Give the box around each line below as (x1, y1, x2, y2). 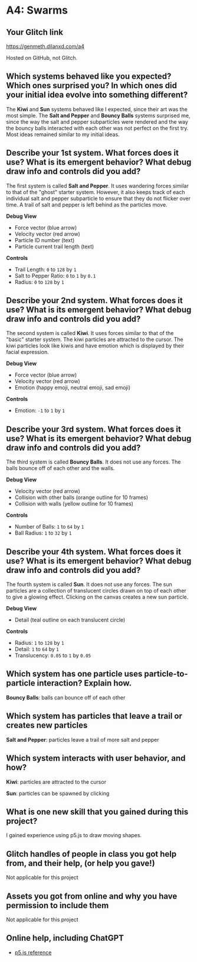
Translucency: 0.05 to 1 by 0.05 (14, 652, 91, 659)
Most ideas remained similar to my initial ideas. (6, 131, 120, 138)
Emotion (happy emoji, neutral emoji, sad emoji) (14, 384, 131, 391)
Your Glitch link (6, 27, 64, 37)
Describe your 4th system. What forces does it (6, 546, 182, 556)
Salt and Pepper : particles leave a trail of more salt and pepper (6, 736, 159, 743)
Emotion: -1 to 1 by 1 (14, 407, 65, 414)
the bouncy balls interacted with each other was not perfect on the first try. (6, 124, 189, 131)
